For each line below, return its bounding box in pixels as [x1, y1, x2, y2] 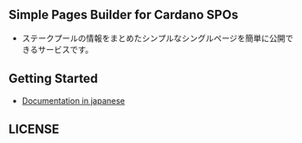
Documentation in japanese [21, 95, 125, 106]
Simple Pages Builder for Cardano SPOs [8, 7, 239, 23]
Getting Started [8, 71, 99, 87]
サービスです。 [37, 44, 94, 55]
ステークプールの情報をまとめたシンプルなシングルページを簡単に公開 [21, 32, 286, 44]
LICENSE [8, 122, 60, 138]
